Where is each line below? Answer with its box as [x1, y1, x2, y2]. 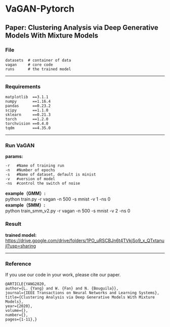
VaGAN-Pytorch [5, 3, 75, 15]
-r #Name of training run [5, 163, 65, 169]
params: [5, 153, 24, 159]
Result [5, 221, 22, 228]
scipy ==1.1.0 [5, 108, 49, 113]
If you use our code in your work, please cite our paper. [5, 272, 121, 278]
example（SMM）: [5, 202, 46, 208]
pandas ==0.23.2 [5, 103, 51, 109]
